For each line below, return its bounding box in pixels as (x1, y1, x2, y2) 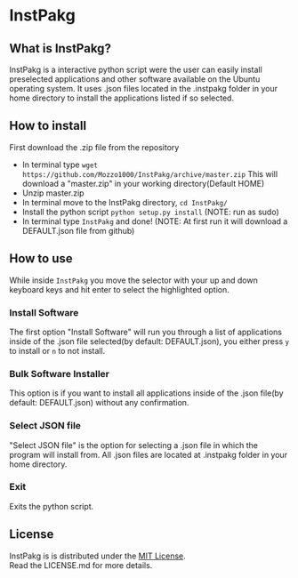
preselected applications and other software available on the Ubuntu (9, 74, 261, 84)
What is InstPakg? (9, 41, 111, 56)
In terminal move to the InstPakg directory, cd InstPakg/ (21, 197, 229, 207)
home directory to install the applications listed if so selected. (9, 92, 234, 103)
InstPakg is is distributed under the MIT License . (9, 550, 186, 561)
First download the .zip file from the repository (9, 141, 180, 152)
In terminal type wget (21, 159, 99, 170)
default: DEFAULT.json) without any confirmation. (9, 397, 189, 408)
